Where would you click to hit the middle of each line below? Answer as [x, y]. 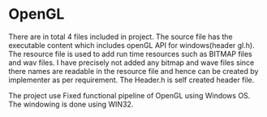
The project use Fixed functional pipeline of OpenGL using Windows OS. [129, 95]
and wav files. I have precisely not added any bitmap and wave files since [131, 63]
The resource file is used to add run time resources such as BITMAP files [131, 54]
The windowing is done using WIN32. [71, 104]
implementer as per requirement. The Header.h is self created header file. [131, 80]
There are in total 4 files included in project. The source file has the [121, 37]
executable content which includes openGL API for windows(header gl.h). [131, 45]
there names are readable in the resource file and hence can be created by [133, 71]
